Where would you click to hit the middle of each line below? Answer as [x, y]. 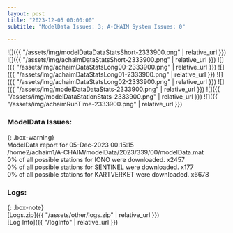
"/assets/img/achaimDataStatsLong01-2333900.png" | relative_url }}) [116, 74]
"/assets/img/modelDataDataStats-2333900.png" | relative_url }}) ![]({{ [118, 89]
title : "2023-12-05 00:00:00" [51, 20]
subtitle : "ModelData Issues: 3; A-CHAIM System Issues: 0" [97, 26]
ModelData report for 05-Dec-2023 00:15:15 [71, 145]
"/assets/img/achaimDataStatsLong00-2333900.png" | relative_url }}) [116, 67]
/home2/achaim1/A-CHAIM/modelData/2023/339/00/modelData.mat [106, 152]
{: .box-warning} [31, 137]
